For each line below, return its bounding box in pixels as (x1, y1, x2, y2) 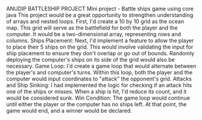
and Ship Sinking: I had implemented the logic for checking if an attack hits (6, 82, 192, 89)
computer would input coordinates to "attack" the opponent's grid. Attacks (6, 75, 192, 82)
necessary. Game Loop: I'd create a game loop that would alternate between (6, 62, 197, 70)
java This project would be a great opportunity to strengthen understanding (6, 11, 194, 19)
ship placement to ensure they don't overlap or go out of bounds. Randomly (6, 50, 195, 56)
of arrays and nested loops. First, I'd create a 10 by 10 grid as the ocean (6, 18, 185, 25)
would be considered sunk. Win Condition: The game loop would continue (6, 94, 190, 101)
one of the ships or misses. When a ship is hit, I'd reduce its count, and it (6, 88, 187, 95)
